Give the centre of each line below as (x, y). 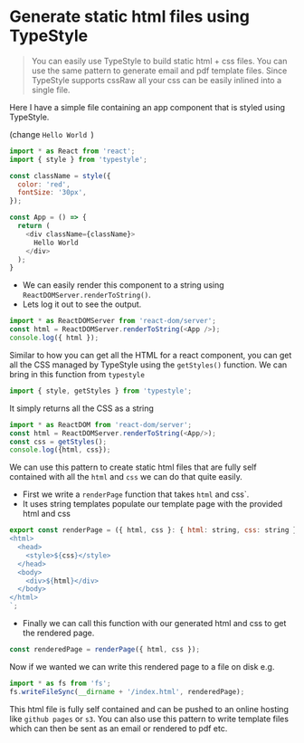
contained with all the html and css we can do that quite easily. (126, 477)
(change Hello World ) (52, 134)
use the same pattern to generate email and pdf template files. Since (159, 71)
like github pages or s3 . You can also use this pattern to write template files (149, 719)
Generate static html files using (130, 17)
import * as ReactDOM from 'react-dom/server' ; (101, 424)
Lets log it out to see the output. (82, 304)
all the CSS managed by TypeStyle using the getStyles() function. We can (148, 365)
